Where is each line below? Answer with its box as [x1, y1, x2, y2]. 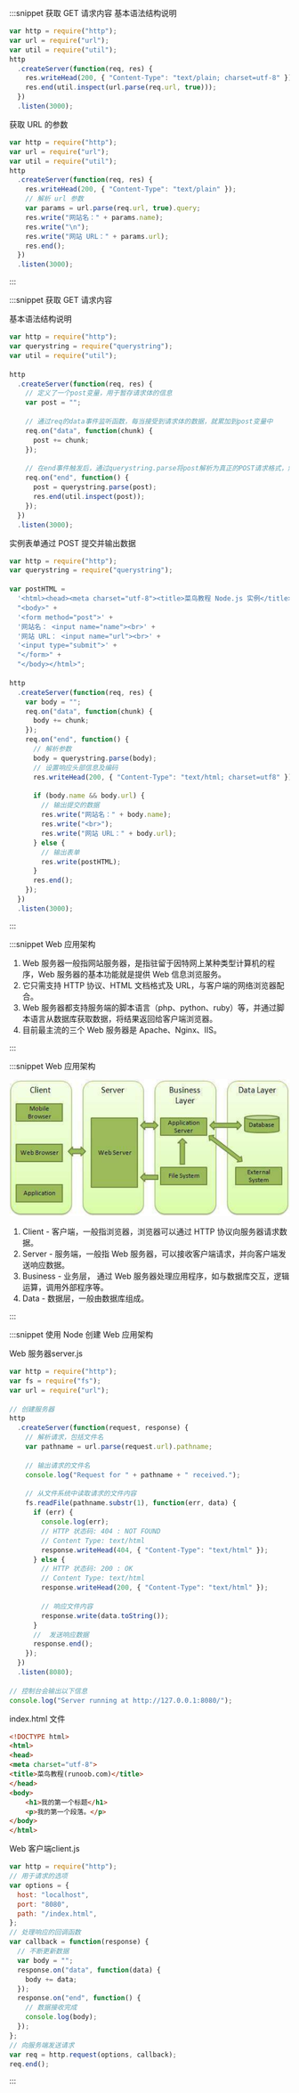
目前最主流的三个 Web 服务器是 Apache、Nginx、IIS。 [21, 1024, 222, 1035]
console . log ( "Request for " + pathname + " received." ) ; [25, 1470, 241, 1479]
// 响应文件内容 [41, 1602, 93, 1611]
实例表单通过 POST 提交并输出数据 [9, 537, 136, 548]
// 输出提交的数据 [41, 801, 100, 810]
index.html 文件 [9, 1713, 66, 1724]
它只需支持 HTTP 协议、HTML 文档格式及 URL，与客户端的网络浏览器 [21, 979, 278, 991]
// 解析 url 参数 [25, 194, 85, 203]
